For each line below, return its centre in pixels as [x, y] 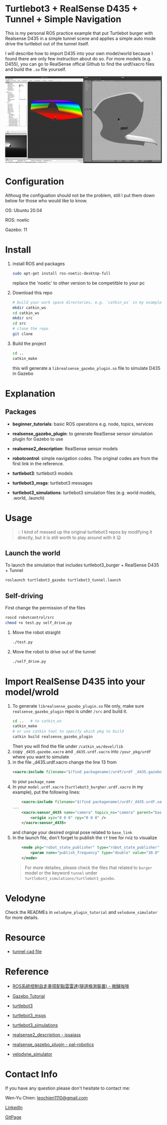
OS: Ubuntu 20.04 [24, 210]
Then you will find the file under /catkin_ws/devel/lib [68, 746]
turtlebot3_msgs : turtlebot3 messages [52, 483]
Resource [25, 938]
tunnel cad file [27, 951]
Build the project [29, 343]
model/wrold [32, 692]
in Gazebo [23, 373]
